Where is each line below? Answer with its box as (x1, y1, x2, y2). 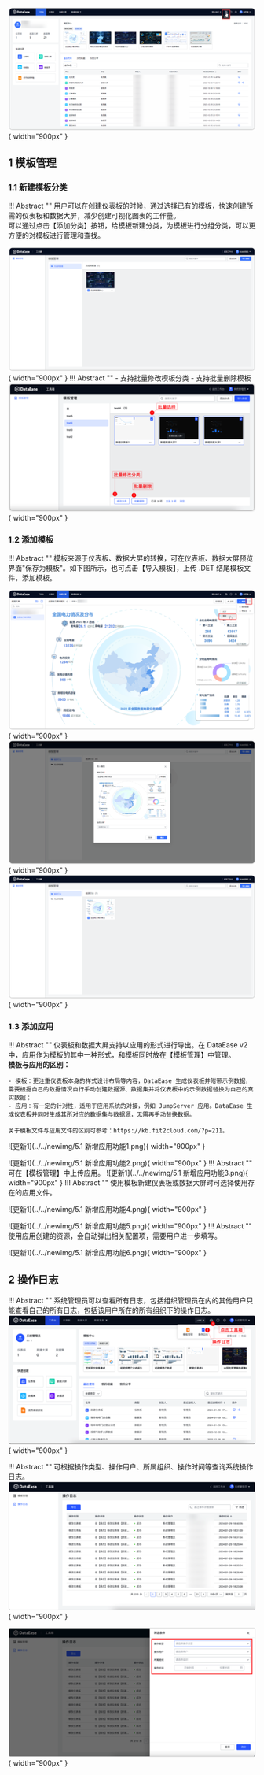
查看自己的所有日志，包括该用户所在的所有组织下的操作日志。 (14, 1305, 214, 1314)
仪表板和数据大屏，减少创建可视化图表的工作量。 (21, 211, 181, 220)
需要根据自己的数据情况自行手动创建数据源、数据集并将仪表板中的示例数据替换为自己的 (8, 1086, 248, 1094)
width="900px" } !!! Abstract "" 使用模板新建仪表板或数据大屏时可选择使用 (8, 1178, 248, 1188)
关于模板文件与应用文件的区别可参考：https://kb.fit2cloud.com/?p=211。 (8, 1127, 229, 1135)
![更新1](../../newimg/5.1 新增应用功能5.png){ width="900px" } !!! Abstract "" (8, 1221, 253, 1231)
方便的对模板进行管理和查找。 (8, 231, 104, 240)
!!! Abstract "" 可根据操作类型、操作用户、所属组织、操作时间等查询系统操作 (8, 1462, 254, 1472)
